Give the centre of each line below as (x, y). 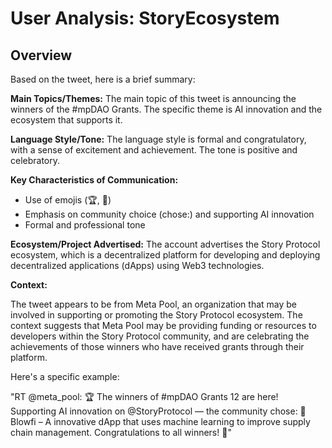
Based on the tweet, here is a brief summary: (103, 79)
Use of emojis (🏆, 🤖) (68, 200)
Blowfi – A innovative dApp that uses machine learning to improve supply (160, 421)
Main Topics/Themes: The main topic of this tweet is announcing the (153, 98)
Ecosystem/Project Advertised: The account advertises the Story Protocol (165, 244)
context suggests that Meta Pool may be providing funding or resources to (163, 325)
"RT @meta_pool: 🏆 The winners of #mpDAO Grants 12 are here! (144, 396)
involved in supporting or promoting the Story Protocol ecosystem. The (156, 315)
